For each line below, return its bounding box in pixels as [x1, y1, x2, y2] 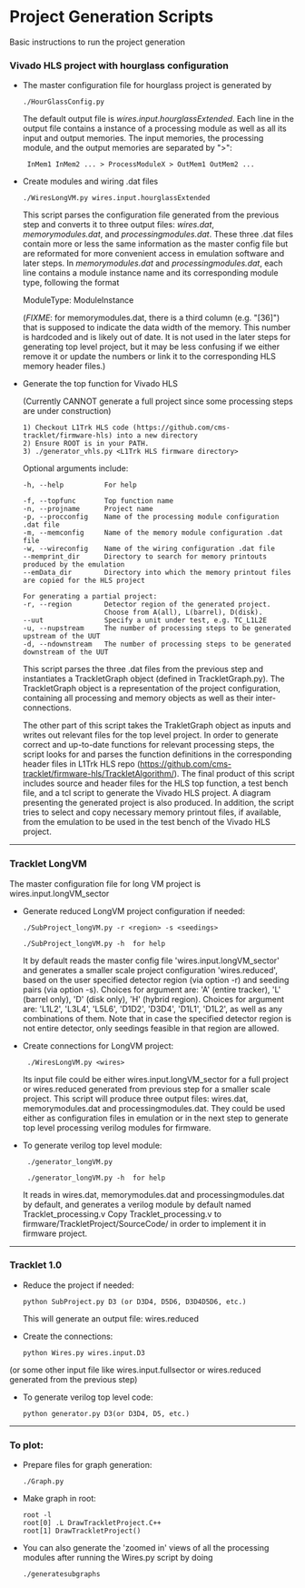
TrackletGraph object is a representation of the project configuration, [22, 683, 281, 694]
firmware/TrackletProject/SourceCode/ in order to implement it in [22, 1218, 266, 1229]
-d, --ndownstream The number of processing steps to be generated [22, 639, 292, 649]
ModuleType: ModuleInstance [22, 295, 134, 306]
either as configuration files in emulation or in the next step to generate [22, 1112, 289, 1123]
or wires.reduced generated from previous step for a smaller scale [22, 1083, 271, 1094]
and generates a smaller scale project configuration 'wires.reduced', [22, 964, 279, 975]
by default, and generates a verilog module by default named [22, 1199, 251, 1210]
